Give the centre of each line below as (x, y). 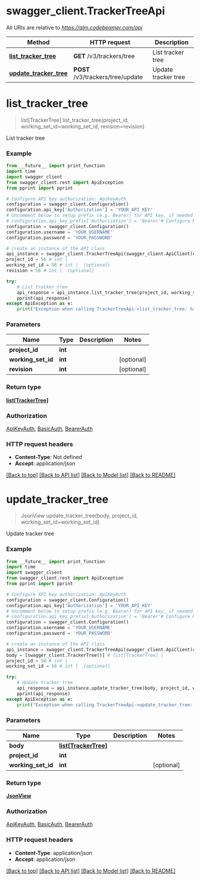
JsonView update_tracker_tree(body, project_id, (79, 516)
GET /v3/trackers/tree (104, 56)
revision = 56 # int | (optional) (50, 271)
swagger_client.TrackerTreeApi (86, 11)
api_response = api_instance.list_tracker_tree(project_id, (93, 293)
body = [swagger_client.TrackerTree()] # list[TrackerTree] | (85, 655)
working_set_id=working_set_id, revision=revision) (82, 126)
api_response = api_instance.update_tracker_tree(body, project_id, (104, 688)
